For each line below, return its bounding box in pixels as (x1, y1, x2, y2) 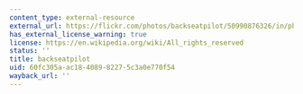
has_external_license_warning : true (9, 30, 147, 38)
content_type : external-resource (9, 13, 135, 22)
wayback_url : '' (9, 72, 70, 81)
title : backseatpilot (9, 55, 91, 64)
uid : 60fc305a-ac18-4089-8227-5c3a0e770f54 (9, 64, 176, 73)
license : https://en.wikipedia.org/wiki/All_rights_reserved (9, 38, 244, 47)
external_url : (9, 21, 63, 30)
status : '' (9, 47, 50, 56)
